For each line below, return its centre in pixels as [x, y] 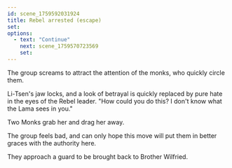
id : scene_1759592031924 [43, 14]
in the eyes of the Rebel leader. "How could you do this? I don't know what [115, 101]
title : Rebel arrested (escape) [54, 20]
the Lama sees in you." [40, 108]
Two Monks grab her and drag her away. [66, 122]
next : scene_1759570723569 [59, 46]
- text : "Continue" [42, 40]
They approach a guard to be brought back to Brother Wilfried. [97, 156]
